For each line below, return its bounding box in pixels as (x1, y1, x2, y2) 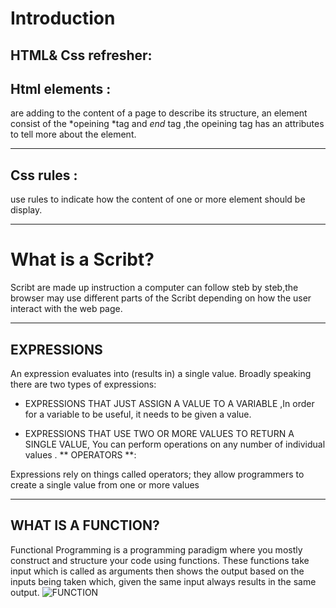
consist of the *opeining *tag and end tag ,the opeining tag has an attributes (10, 118, 325, 130)
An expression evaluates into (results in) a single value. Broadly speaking (10, 367, 312, 379)
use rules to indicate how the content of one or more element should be (10, 193, 306, 206)
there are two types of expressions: (10, 378, 157, 390)
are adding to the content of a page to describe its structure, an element (10, 107, 308, 119)
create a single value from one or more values (10, 478, 200, 491)
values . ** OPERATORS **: (24, 448, 137, 461)
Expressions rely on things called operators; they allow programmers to (10, 468, 305, 480)
